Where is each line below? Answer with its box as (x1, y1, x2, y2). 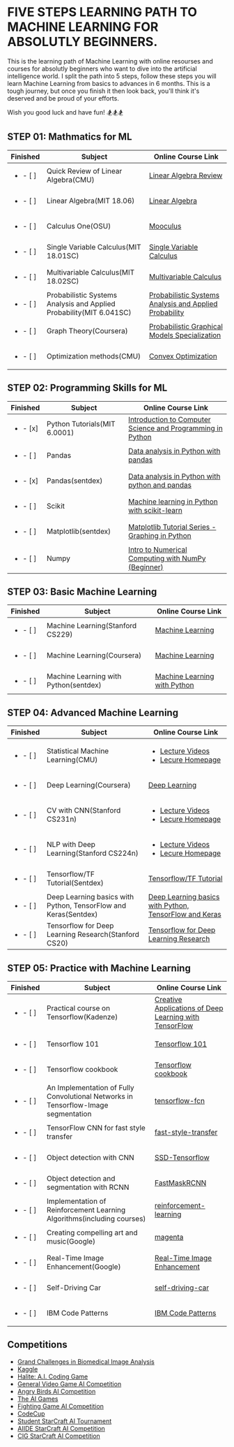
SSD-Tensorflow (154, 1153, 210, 1162)
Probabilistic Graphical (148, 321, 223, 331)
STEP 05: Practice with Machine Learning (7, 962, 192, 974)
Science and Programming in (128, 423, 223, 433)
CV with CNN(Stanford (46, 806, 121, 815)
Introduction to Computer (128, 414, 211, 424)
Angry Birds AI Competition (17, 1387, 96, 1395)
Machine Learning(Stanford (46, 621, 137, 631)
